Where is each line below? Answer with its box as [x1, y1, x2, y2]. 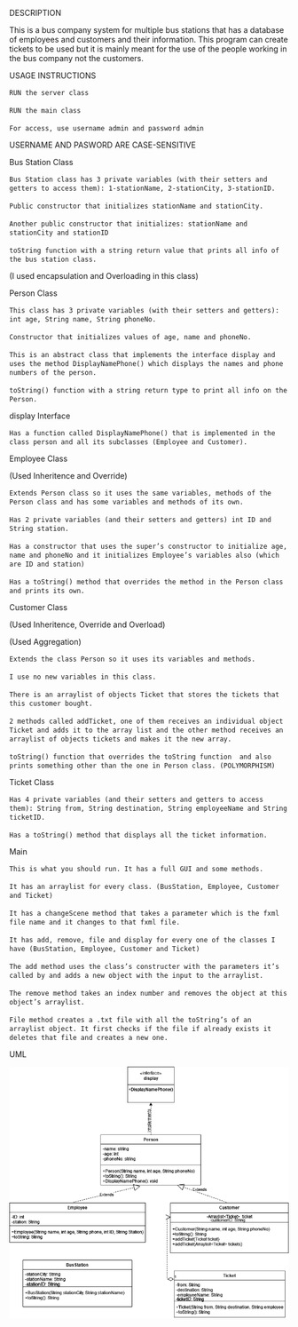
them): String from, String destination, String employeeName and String [9, 804, 288, 813]
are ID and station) [9, 560, 86, 568]
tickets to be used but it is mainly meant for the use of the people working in [9, 44, 287, 54]
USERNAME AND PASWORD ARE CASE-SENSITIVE [9, 139, 197, 150]
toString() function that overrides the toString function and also [9, 752, 272, 761]
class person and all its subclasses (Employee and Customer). [9, 438, 248, 447]
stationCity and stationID [9, 228, 109, 237]
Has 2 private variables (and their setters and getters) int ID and [9, 515, 272, 524]
